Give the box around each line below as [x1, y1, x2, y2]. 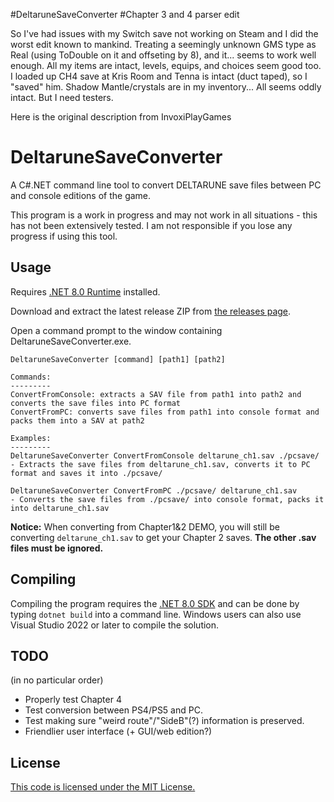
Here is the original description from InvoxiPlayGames [10, 111, 232, 123]
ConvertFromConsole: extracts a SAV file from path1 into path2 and [10, 389, 302, 399]
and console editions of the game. [10, 189, 152, 201]
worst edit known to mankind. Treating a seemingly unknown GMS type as [10, 39, 317, 50]
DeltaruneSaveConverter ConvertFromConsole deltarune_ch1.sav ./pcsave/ [10, 450, 320, 461]
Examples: [10, 433, 52, 443]
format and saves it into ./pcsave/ [10, 468, 163, 478]
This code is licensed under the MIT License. [10, 781, 196, 793]
